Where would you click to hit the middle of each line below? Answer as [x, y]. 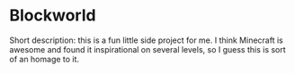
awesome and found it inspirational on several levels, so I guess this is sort [147, 49]
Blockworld [53, 16]
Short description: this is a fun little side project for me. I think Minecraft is [146, 40]
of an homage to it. [44, 59]
